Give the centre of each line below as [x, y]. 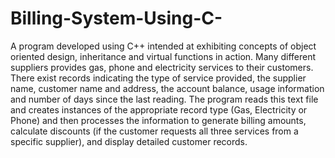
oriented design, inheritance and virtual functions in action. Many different [163, 56]
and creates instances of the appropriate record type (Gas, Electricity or [159, 109]
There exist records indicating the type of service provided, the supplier [158, 78]
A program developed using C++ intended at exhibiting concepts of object [163, 46]
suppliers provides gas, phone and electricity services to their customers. [162, 67]
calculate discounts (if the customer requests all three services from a [154, 131]
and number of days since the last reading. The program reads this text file [164, 99]
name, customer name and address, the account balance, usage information [167, 88]
